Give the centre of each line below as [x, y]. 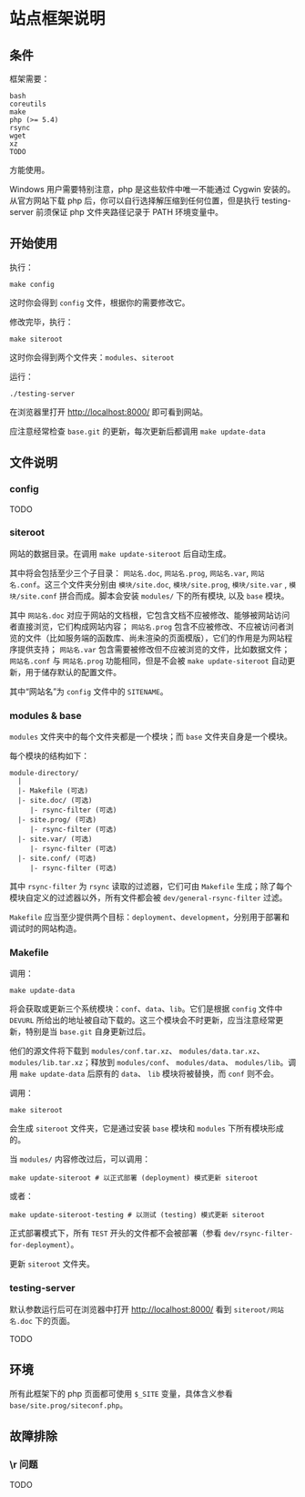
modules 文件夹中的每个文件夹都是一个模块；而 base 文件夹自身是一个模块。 [151, 737]
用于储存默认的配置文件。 [73, 672]
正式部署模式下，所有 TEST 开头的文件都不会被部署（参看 [116, 1233]
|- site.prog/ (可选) [57, 820]
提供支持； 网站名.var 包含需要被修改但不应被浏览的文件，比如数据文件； [153, 649]
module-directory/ [44, 774]
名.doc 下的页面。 [42, 1320]
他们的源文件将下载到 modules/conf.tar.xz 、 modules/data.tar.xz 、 [137, 1051]
